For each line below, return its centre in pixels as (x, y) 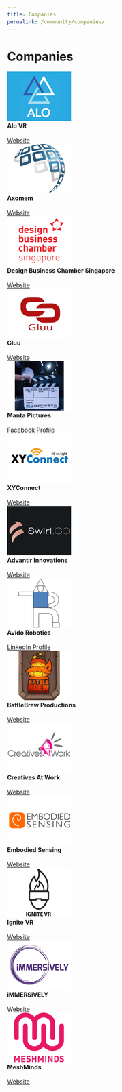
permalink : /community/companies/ (56, 22)
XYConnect (24, 488)
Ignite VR (20, 923)
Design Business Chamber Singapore (61, 271)
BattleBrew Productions (42, 705)
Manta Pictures (29, 415)
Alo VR (17, 126)
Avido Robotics (29, 633)
